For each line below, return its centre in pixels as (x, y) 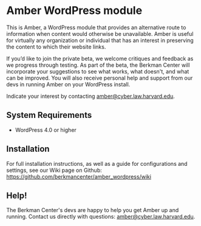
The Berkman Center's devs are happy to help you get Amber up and (93, 210)
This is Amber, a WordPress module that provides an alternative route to (96, 27)
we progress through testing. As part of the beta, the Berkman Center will (98, 65)
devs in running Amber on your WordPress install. (68, 84)
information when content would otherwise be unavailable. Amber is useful (100, 33)
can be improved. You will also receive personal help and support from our (100, 78)
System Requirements (49, 115)
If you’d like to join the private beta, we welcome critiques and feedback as (100, 58)
